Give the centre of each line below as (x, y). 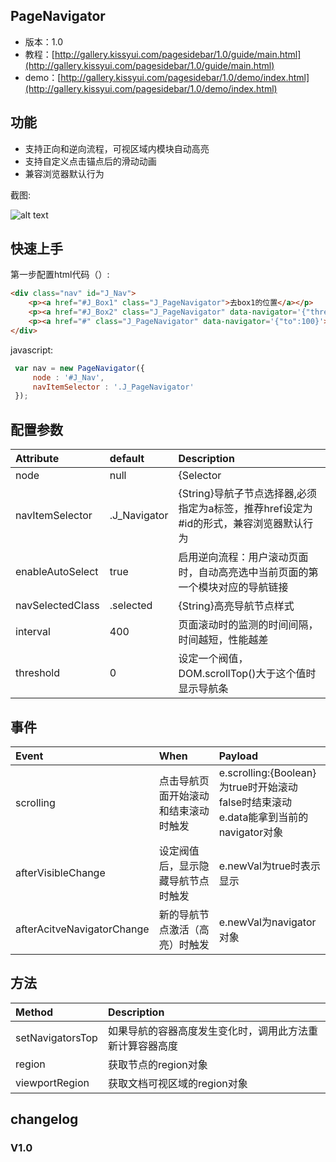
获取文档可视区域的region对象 (177, 1083)
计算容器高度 (147, 1046)
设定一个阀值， (213, 659)
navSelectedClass (57, 606)
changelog (44, 1119)
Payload (238, 756)
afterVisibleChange (60, 872)
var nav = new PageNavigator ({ (79, 368)
